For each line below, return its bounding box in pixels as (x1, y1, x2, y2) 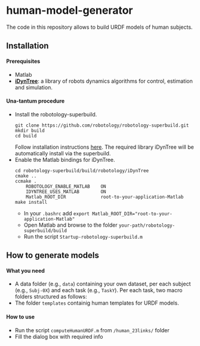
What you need (6, 267, 45, 274)
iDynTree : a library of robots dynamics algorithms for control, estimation (14, 77, 193, 85)
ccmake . (14, 178, 37, 184)
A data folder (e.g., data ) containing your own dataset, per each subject (14, 280, 191, 288)
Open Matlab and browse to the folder (23, 221, 118, 228)
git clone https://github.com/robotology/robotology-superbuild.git (14, 122, 189, 128)
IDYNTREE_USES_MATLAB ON (26, 188, 106, 195)
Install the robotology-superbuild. (14, 110, 97, 118)
